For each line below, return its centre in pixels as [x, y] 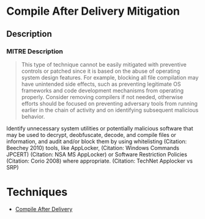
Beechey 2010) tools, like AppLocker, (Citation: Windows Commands [93, 147]
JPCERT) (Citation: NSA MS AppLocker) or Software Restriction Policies [97, 154]
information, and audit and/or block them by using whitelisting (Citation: [97, 141]
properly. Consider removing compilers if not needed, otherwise [102, 97]
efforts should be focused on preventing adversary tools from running [109, 103]
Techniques [37, 192]
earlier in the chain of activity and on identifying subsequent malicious [110, 110]
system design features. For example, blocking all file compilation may [110, 77]
